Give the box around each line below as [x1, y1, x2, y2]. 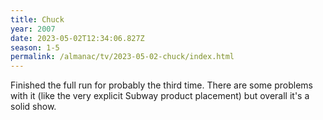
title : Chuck [10, 14, 65, 25]
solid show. [10, 101, 57, 113]
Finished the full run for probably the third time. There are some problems [10, 79, 314, 91]
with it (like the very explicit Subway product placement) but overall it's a [10, 90, 310, 102]
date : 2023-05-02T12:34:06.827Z [10, 33, 145, 43]
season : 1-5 [10, 42, 60, 53]
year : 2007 [10, 24, 56, 34]
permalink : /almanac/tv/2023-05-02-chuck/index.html [10, 52, 235, 62]
